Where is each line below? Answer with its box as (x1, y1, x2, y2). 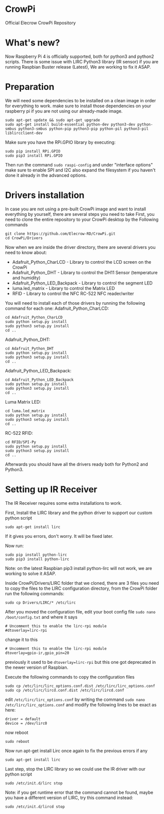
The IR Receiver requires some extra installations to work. (5, 500, 122, 506)
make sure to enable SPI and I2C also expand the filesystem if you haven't (5, 167, 156, 173)
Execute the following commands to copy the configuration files (5, 674, 134, 680)
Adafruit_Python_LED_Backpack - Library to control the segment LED (12, 280, 153, 286)
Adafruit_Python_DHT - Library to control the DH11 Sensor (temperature (12, 269, 158, 275)
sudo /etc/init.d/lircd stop (5, 804, 65, 809)
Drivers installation (5, 190, 85, 201)
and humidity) (12, 275, 41, 281)
